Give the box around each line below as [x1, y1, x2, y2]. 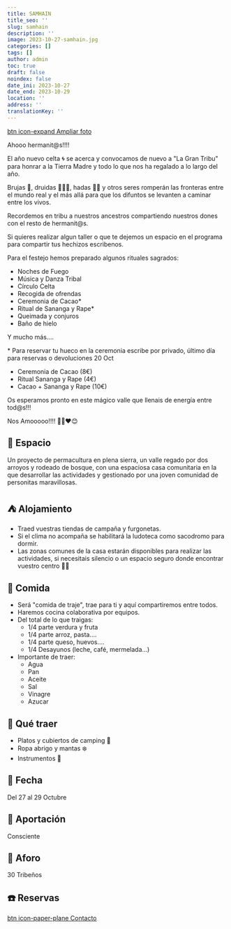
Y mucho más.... [7, 333, 54, 341]
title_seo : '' [7, 17, 49, 24]
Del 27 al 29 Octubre [7, 792, 67, 802]
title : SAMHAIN [7, 10, 52, 18]
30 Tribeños [7, 871, 43, 879]
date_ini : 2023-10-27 [7, 82, 70, 89]
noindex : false [7, 75, 52, 83]
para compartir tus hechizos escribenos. [7, 239, 124, 249]
